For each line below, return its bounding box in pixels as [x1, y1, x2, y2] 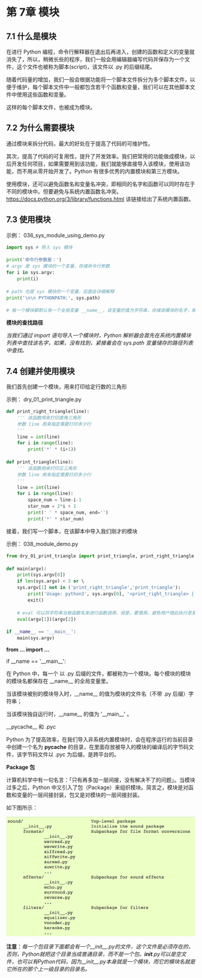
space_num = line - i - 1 [28, 497, 82, 503]
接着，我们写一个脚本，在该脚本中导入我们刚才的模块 [6, 527, 138, 535]
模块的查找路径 [6, 319, 43, 327]
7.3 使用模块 [6, 215, 51, 225]
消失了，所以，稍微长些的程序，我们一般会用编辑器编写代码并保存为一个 [6, 56, 185, 63]
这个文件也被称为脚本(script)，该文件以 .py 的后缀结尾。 [16, 64, 156, 70]
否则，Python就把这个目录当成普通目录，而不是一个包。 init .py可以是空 [6, 950, 182, 958]
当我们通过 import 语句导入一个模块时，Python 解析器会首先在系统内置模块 [6, 332, 192, 339]
